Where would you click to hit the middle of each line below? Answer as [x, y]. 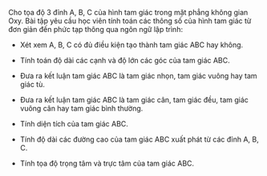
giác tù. [32, 84]
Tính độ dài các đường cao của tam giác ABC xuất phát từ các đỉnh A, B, [139, 139]
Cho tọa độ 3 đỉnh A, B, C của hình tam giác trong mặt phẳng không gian [128, 12]
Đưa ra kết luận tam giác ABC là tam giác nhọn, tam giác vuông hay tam [139, 76]
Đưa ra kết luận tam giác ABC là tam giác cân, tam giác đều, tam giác [134, 100]
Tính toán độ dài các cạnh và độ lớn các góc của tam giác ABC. [125, 60]
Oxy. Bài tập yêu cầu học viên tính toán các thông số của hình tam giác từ [130, 21]
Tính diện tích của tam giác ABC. [74, 124]
